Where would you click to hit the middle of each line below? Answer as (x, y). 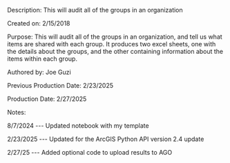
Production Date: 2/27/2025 (47, 99)
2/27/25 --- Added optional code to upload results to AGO (90, 152)
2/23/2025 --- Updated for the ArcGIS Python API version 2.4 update (106, 139)
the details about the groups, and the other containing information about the (115, 51)
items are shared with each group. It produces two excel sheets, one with (112, 44)
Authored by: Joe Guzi (39, 72)
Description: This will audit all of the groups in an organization (95, 10)
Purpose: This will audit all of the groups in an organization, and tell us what (115, 37)
